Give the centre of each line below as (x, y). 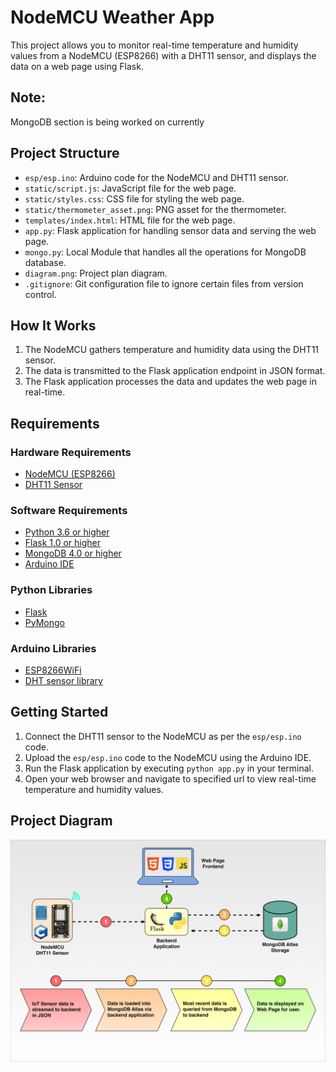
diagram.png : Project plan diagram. (96, 273)
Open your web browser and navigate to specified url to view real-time (170, 778)
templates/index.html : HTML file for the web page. (130, 220)
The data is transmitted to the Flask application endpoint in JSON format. (175, 371)
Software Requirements (69, 510)
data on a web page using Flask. (77, 66)
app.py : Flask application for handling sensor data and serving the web (170, 230)
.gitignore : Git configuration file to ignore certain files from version (164, 283)
